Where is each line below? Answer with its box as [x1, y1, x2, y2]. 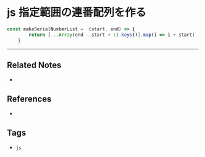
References [7, 94, 52, 104]
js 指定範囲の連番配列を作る [7, 5, 147, 19]
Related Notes [7, 60, 61, 70]
